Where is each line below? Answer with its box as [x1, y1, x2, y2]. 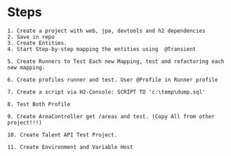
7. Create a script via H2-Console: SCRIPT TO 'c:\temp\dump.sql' [7, 88, 206, 95]
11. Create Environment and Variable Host [7, 143, 133, 150]
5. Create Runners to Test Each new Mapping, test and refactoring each [7, 57, 225, 65]
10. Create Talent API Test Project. [7, 131, 118, 139]
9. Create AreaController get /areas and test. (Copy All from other [7, 113, 216, 120]
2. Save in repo [7, 33, 55, 41]
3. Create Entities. [7, 39, 68, 46]
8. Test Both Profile [7, 101, 71, 108]
